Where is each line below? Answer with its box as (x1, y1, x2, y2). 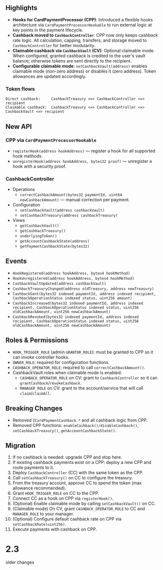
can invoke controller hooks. (12, 354, 69, 360)
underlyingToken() (19, 234, 57, 239)
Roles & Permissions (5, 336, 68, 345)
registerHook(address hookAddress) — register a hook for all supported (12, 148, 156, 154)
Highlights (5, 4, 38, 12)
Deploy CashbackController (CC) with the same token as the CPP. (12, 470, 144, 475)
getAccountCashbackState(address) (19, 239, 90, 244)
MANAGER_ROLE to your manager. (12, 511, 74, 517)
